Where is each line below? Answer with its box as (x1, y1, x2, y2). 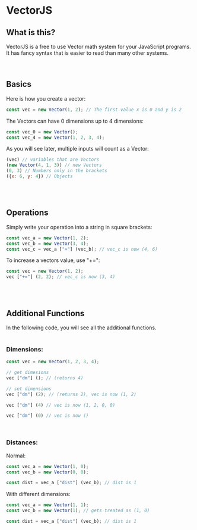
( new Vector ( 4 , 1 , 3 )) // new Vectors (6, 162, 102, 169)
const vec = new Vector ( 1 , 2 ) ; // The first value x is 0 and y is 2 (6, 107, 182, 113)
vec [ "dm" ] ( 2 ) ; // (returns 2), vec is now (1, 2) (6, 391, 136, 397)
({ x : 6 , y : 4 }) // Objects (6, 173, 73, 179)
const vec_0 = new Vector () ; (6, 129, 78, 135)
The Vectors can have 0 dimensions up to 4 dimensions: (6, 117, 144, 124)
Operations (6, 208, 49, 218)
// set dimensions (6, 385, 52, 392)
